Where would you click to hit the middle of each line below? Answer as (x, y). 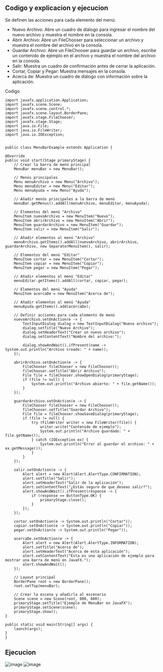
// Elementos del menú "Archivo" (48, 212)
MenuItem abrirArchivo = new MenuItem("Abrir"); (64, 221)
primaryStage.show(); (36, 612)
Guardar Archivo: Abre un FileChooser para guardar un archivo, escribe (84, 50)
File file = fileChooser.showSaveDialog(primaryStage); (81, 414)
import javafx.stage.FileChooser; (40, 117)
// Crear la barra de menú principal (52, 165)
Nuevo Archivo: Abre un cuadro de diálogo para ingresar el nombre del (83, 29)
